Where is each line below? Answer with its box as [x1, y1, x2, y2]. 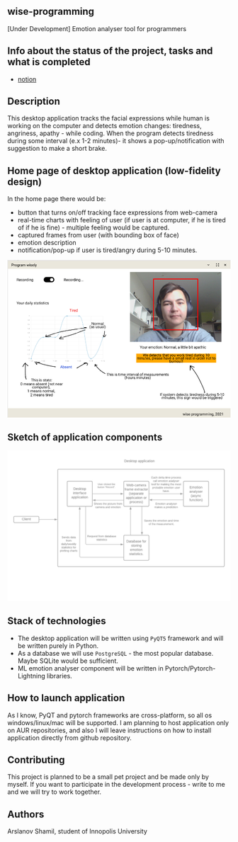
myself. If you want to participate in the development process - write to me [7, 780, 225, 789]
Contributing [7, 753, 65, 766]
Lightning [17, 671, 46, 680]
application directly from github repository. [7, 733, 132, 742]
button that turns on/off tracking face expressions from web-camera [17, 208, 217, 217]
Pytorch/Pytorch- [165, 664, 216, 672]
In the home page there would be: [7, 195, 106, 203]
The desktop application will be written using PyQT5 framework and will [17, 634, 224, 642]
